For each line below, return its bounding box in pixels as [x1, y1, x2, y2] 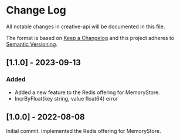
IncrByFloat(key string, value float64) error [14, 95, 118, 102]
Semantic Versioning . [6, 41, 57, 48]
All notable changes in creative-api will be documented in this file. [6, 23, 165, 30]
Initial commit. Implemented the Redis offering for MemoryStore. [6, 128, 161, 135]
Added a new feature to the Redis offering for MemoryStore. [14, 89, 160, 96]
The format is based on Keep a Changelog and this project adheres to [6, 34, 175, 41]
